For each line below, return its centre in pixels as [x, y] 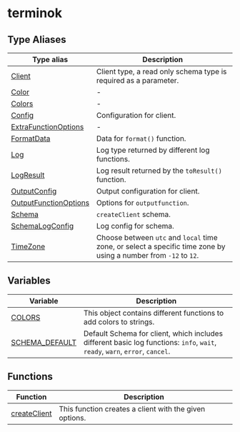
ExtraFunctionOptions [47, 127]
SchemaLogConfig [42, 226]
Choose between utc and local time [157, 237]
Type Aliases [37, 40]
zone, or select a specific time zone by [161, 246]
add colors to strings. [119, 321]
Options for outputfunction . [142, 203]
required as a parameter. [137, 80]
